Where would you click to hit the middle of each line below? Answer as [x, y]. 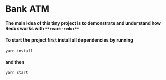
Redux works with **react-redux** [43, 28]
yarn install [19, 51]
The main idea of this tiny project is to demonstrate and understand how [83, 23]
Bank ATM [27, 9]
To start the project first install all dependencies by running [69, 40]
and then [15, 62]
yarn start [17, 73]
